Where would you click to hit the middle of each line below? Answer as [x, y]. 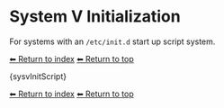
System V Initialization [95, 17]
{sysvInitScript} [38, 76]
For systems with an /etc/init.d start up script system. [112, 41]
